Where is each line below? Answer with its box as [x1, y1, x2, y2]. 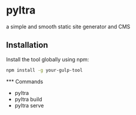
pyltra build [14, 96, 42, 103]
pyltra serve [14, 101, 44, 109]
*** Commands [6, 78, 44, 85]
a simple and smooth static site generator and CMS [6, 23, 131, 30]
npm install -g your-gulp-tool [6, 67, 83, 73]
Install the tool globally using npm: [6, 55, 89, 63]
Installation [6, 40, 48, 50]
